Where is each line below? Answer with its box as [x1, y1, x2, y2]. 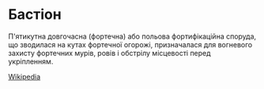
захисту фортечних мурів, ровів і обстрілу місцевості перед [8, 48, 211, 57]
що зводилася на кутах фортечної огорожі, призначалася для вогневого [8, 39, 253, 49]
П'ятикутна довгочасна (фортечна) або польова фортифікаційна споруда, [8, 32, 257, 41]
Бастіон [8, 6, 62, 24]
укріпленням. [8, 57, 54, 66]
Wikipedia [8, 72, 41, 81]
